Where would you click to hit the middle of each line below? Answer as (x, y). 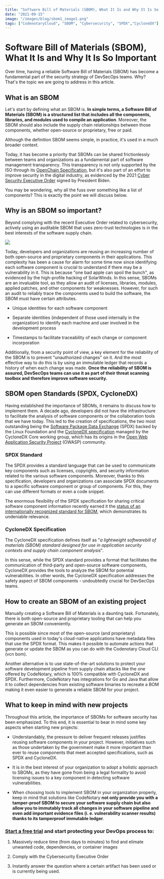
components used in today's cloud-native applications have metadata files (80, 639)
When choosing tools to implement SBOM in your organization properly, (84, 792)
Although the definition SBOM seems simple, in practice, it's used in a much (82, 140)
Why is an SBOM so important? (53, 211)
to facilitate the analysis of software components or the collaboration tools (80, 416)
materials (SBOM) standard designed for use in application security (73, 545)
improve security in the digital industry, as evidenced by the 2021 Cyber (78, 175)
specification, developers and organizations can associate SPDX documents (82, 481)
